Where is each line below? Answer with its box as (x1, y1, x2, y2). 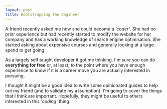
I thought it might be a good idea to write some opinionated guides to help (5, 82, 158, 88)
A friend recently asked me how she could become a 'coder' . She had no (5, 25, 156, 31)
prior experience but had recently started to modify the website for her (5, 31, 151, 37)
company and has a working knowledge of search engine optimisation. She (5, 36, 161, 42)
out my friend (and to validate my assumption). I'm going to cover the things (5, 87, 162, 93)
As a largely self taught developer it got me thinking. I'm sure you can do (5, 56, 155, 62)
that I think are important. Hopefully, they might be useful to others (5, 93, 143, 99)
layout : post (5, 7, 33, 12)
